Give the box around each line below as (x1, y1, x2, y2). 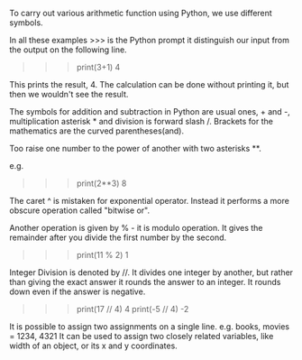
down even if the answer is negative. (9, 286, 146, 297)
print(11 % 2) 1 (76, 250, 129, 260)
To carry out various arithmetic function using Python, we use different (9, 8, 272, 18)
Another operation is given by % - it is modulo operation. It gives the (9, 223, 263, 233)
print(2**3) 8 (76, 178, 127, 189)
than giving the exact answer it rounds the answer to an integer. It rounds (9, 277, 281, 287)
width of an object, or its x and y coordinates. (9, 340, 178, 351)
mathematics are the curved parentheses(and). (9, 125, 185, 136)
